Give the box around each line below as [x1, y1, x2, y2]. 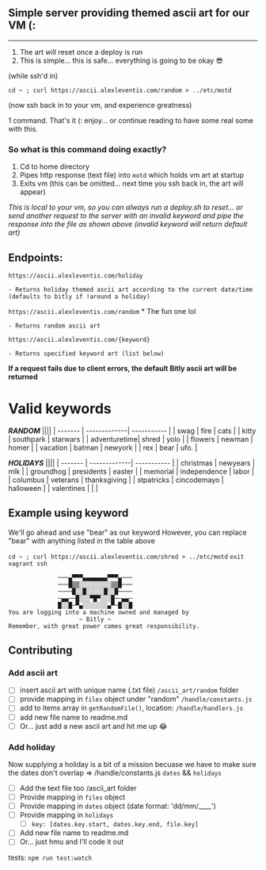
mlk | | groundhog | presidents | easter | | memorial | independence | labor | [8, 466, 255, 476]
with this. [8, 124, 38, 133]
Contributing [8, 644, 73, 657]
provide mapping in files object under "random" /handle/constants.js [19, 694, 253, 704]
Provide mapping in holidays [19, 811, 114, 820]
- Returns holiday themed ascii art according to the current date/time [8, 286, 253, 293]
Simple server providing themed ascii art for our [8, 6, 250, 20]
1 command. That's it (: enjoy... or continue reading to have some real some [8, 115, 253, 125]
